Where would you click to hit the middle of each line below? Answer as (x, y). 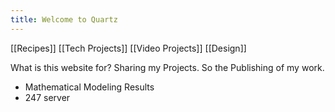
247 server (47, 97)
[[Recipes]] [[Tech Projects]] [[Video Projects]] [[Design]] (128, 48)
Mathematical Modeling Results (89, 87)
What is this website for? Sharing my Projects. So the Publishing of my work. (167, 67)
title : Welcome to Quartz (64, 19)
